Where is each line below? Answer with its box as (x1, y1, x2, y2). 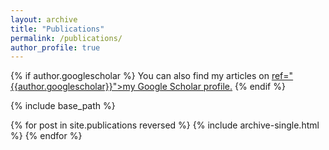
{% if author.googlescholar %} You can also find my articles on (10, 70, 270, 82)
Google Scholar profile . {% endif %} (137, 81, 286, 93)
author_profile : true (10, 42, 101, 53)
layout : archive (10, 14, 78, 25)
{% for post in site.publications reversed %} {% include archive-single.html (10, 119, 320, 131)
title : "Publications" (10, 24, 105, 34)
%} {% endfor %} (10, 130, 83, 142)
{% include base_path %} (10, 100, 116, 112)
